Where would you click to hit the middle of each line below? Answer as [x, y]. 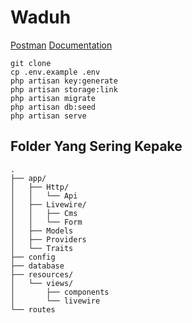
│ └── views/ [42, 283]
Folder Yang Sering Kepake [96, 146]
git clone [31, 63]
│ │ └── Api [44, 196]
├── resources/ [42, 274]
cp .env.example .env [55, 72]
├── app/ [28, 178]
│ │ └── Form [46, 222]
